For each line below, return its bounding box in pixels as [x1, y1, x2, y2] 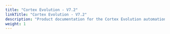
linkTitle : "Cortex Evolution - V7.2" [5, 12, 87, 17]
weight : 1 [5, 21, 26, 26]
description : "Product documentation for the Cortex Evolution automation [5, 16, 166, 21]
